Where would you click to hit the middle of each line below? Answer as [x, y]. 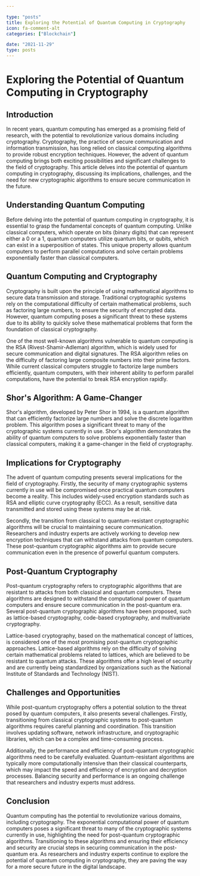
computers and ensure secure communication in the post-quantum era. [94, 605]
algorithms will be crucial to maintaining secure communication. [84, 527]
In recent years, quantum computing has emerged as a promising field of [96, 129]
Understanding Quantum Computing [76, 205]
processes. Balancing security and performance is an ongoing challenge [96, 776]
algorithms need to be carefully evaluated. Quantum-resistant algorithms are [100, 757]
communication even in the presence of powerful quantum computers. [93, 552]
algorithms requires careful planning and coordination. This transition [91, 726]
